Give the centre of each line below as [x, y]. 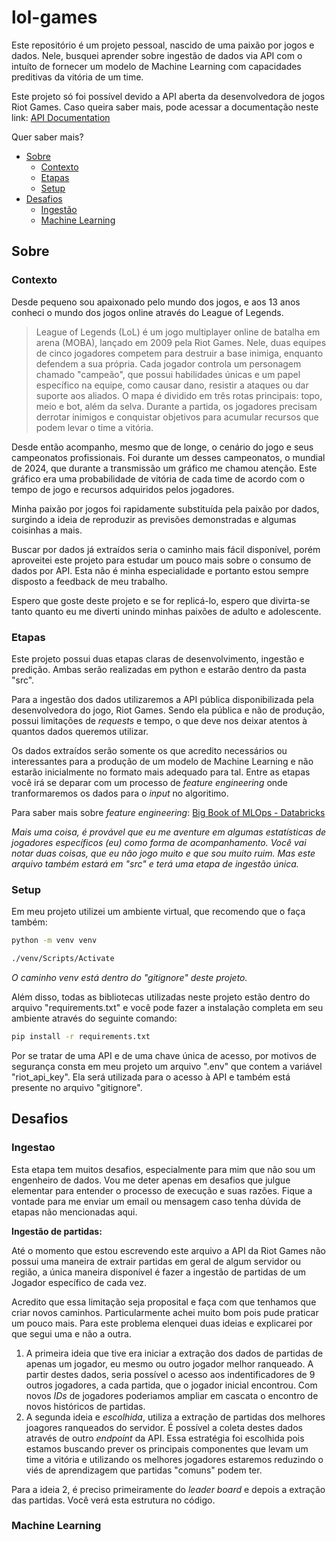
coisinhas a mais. [47, 530]
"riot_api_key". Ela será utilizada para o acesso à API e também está [151, 1077]
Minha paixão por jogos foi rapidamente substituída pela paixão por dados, [165, 508]
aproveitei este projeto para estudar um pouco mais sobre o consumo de [161, 560]
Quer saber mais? [47, 137]
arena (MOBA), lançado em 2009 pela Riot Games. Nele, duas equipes [181, 342]
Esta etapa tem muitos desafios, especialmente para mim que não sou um [163, 1169]
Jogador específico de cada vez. [79, 1282]
